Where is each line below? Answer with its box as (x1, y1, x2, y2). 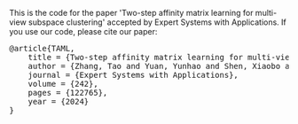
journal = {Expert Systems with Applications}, (27, 70, 239, 80)
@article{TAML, (9, 43, 75, 53)
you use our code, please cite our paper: (9, 27, 158, 36)
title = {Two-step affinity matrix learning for (27, 52, 244, 62)
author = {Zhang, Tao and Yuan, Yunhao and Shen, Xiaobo (27, 61, 281, 71)
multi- (255, 8, 278, 18)
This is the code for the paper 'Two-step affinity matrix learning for (9, 8, 254, 18)
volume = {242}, (27, 79, 99, 89)
